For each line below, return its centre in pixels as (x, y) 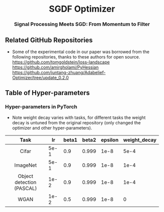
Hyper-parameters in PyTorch (41, 107)
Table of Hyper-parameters (48, 93)
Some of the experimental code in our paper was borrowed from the (81, 52)
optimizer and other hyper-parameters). (52, 128)
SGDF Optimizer (82, 9)
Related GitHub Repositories (49, 40)
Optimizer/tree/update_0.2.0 (41, 77)
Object (25, 176)
